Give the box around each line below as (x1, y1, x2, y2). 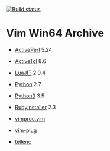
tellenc (14, 138, 31, 145)
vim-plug (14, 127, 37, 134)
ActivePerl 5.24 (14, 46, 53, 53)
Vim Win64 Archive (6, 27, 105, 40)
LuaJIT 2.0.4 (14, 69, 46, 76)
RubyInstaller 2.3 (14, 103, 56, 111)
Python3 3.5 (14, 92, 45, 99)
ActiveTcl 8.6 (14, 57, 47, 65)
